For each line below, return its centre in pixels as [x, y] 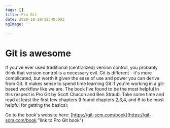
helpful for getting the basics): [37, 105]
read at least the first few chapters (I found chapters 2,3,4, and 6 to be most [84, 100]
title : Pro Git [21, 15]
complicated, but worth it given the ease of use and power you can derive [82, 78]
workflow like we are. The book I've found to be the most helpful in [89, 89]
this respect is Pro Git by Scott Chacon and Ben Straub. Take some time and [85, 95]
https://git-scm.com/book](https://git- [112, 115]
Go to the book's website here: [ [39, 115]
